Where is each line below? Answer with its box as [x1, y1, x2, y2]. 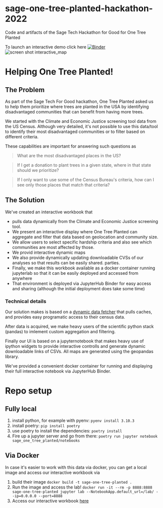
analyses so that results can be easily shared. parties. [12, 260, 120, 265]
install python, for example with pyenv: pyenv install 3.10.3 [12, 417, 135, 424]
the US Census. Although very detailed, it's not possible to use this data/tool [5, 123, 158, 129]
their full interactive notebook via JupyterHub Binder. [5, 368, 111, 374]
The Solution [5, 196, 45, 205]
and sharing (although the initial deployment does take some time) [12, 285, 145, 291]
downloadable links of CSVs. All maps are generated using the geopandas [5, 349, 154, 355]
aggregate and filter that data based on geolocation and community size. [12, 234, 159, 240]
